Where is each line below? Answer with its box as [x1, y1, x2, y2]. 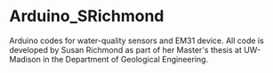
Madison [9, 54, 42, 64]
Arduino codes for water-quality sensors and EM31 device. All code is [9, 35, 264, 46]
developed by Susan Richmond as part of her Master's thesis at [9, 44, 242, 55]
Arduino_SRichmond [9, 6, 165, 26]
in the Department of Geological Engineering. [43, 54, 209, 64]
